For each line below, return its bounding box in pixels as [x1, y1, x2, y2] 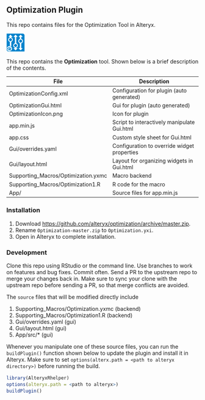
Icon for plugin [112, 110, 149, 118]
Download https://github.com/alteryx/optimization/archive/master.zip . [15, 220, 191, 227]
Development [6, 248, 48, 256]
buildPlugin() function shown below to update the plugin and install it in [6, 349, 189, 357]
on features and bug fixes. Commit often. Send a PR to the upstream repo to [6, 268, 197, 275]
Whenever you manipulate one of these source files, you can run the [6, 343, 179, 350]
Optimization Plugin [6, 5, 84, 15]
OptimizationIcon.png [9, 110, 63, 118]
